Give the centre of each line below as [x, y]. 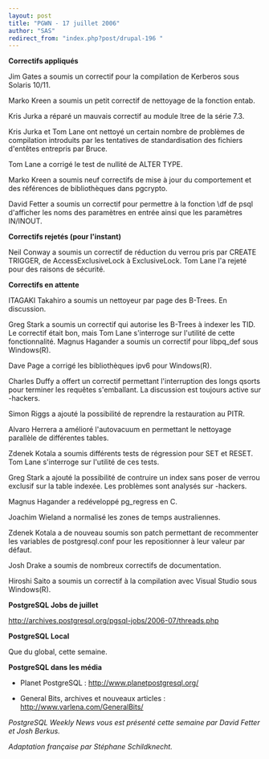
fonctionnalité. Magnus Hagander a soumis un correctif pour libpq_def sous [133, 341]
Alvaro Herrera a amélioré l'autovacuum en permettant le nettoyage [120, 430]
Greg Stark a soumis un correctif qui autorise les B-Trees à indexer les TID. [132, 324]
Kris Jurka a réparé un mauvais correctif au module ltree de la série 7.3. [126, 116]
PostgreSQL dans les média [55, 667]
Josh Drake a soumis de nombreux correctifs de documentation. [115, 565]
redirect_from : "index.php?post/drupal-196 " [86, 38]
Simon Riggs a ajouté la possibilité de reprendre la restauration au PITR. [126, 414]
